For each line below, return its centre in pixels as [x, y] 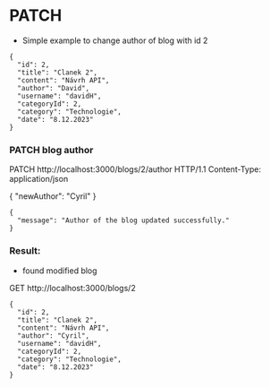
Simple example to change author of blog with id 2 [115, 40]
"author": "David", [54, 88]
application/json [39, 179]
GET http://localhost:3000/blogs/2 [72, 288]
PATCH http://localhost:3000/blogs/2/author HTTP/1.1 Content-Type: [135, 169]
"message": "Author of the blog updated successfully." [123, 220]
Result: [25, 251]
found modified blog [59, 271]
